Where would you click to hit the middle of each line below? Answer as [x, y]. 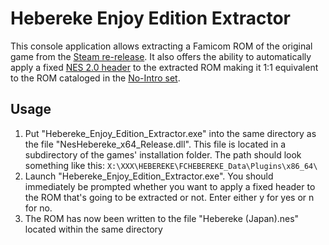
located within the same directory [93, 229]
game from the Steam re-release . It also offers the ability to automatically [161, 56]
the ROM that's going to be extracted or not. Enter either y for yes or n [169, 197]
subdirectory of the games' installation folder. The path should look [163, 154]
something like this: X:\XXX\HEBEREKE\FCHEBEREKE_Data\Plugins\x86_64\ [171, 165]
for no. [38, 208]
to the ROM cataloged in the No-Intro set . [95, 78]
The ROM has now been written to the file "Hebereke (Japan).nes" [162, 218]
